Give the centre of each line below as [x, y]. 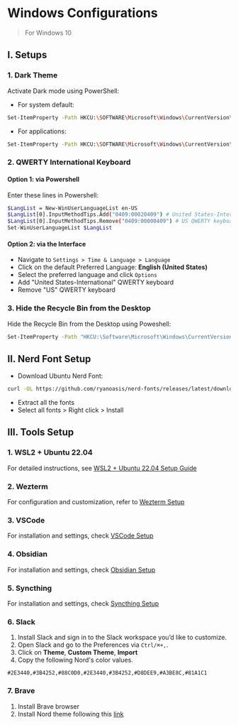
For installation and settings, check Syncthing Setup [83, 603]
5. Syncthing [30, 588]
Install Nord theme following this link [70, 714]
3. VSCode [26, 520]
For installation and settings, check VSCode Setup [80, 536]
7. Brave [21, 691]
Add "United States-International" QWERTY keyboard [96, 283]
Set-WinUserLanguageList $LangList [60, 228]
